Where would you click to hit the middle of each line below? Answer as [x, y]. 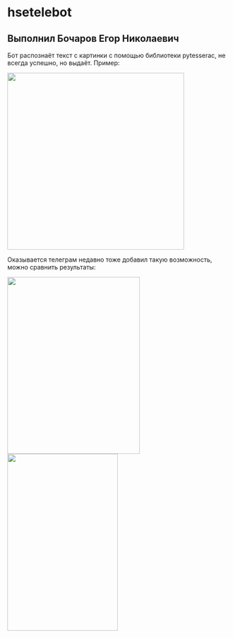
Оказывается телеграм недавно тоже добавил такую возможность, [110, 260]
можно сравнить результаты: [52, 267]
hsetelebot [40, 12]
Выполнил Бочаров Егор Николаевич [93, 39]
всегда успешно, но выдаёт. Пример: [64, 63]
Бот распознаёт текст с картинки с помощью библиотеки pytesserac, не [116, 55]
